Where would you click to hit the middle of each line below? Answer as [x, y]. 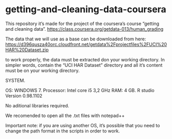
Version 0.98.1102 [24, 96]
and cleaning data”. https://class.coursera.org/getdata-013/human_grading [84, 29]
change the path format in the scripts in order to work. [63, 131]
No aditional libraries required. [37, 105]
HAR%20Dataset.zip [27, 50]
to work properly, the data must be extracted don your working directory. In [85, 59]
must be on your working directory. [42, 71]
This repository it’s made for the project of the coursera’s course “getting [82, 24]
